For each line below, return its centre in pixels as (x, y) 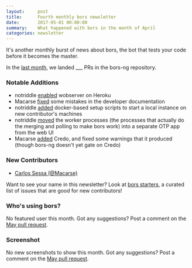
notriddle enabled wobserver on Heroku (63, 95)
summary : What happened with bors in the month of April (81, 28)
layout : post (27, 11)
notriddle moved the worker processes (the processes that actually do (99, 120)
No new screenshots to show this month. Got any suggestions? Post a (90, 253)
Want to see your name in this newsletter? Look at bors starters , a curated (95, 184)
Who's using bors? (33, 205)
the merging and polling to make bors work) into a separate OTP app (97, 126)
